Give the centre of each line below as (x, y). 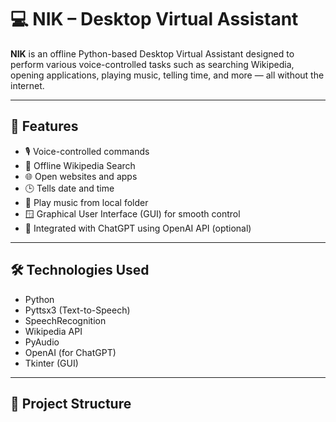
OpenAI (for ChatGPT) (70, 352)
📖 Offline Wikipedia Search (80, 165)
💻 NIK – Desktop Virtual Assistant (154, 19)
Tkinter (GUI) (51, 363)
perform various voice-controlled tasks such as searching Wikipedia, (152, 64)
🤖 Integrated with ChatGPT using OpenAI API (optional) (138, 228)
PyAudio (42, 342)
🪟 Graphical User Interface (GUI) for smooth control (132, 213)
